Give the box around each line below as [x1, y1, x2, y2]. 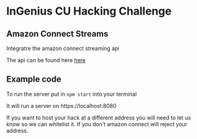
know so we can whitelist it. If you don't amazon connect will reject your [6, 120, 188, 127]
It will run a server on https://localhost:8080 [6, 102, 117, 109]
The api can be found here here [6, 57, 86, 63]
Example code [6, 74, 62, 85]
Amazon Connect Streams [6, 29, 109, 39]
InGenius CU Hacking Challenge [6, 4, 172, 18]
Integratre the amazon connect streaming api [6, 45, 120, 52]
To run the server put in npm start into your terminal [6, 90, 137, 98]
